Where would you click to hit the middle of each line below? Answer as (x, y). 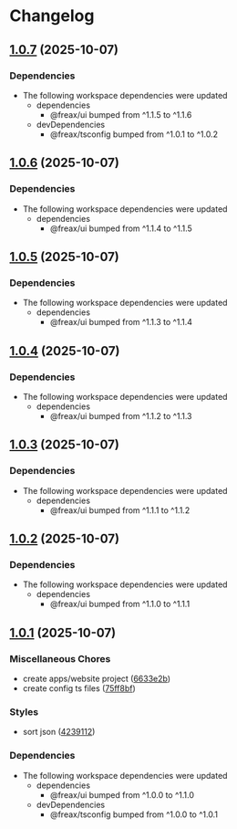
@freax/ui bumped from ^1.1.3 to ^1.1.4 (121, 322)
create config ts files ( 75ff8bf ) (79, 688)
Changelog (52, 16)
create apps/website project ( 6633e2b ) (97, 678)
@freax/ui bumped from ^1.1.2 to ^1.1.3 (121, 415)
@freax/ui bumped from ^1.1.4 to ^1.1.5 (121, 228)
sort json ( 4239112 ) (59, 732)
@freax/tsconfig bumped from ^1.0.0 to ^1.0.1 (134, 814)
